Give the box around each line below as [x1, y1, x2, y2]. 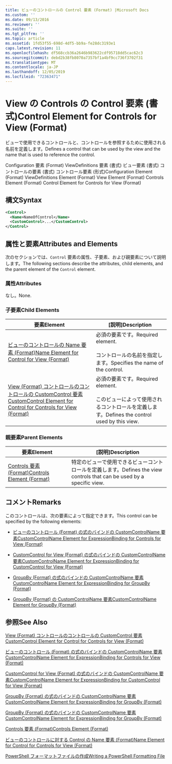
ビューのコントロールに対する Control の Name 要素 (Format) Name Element [5, 737, 165, 743]
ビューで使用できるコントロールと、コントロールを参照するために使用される [5, 139, 166, 145]
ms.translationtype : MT [5, 60, 56, 65]
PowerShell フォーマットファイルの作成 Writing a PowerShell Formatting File [5, 753, 165, 759]
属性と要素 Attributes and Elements [5, 239, 118, 248]
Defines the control [105, 411, 152, 418]
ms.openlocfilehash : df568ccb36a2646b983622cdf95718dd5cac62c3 [5, 50, 143, 55]
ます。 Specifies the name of [96, 359, 164, 366]
